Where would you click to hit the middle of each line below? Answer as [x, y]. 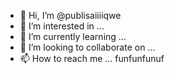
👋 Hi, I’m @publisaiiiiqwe [70, 15]
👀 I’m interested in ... [62, 26]
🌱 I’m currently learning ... [73, 36]
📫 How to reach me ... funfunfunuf [92, 58]
